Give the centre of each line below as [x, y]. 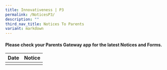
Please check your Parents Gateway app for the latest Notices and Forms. [84, 45]
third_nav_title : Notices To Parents [45, 24]
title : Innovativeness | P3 [35, 10]
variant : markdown [24, 29]
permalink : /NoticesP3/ [30, 15]
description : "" [22, 19]
